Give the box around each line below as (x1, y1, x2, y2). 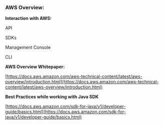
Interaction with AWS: (5, 15, 52, 21)
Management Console (5, 44, 51, 50)
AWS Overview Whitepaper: (5, 64, 65, 70)
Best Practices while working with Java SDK (5, 94, 99, 100)
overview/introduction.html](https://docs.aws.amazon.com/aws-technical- (5, 79, 159, 85)
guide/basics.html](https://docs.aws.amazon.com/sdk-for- (5, 109, 126, 115)
